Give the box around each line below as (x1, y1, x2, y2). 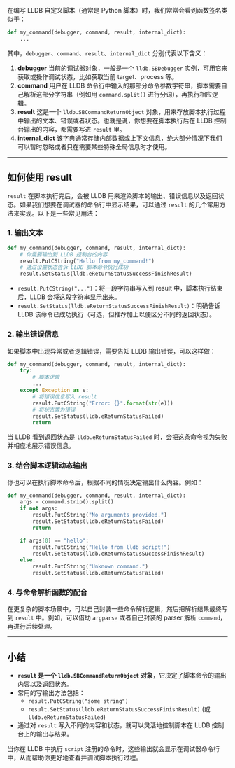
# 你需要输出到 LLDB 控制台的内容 (20, 251, 108, 258)
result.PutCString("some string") (27, 698, 129, 705)
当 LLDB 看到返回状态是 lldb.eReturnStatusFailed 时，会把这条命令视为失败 (7, 433, 227, 441)
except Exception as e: (20, 387, 90, 394)
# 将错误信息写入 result (32, 393, 97, 400)
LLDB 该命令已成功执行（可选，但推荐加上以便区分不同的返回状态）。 (17, 310, 215, 319)
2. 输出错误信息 (7, 330, 59, 340)
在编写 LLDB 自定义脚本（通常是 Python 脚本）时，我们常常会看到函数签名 (7, 6, 222, 14)
